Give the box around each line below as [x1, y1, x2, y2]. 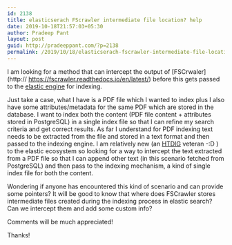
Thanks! [7, 231, 30, 239]
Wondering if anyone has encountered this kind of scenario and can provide [7, 182, 224, 190]
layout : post [7, 36, 45, 43]
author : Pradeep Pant [7, 29, 70, 37]
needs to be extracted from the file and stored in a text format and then [7, 132, 210, 140]
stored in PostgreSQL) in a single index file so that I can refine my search [7, 117, 215, 126]
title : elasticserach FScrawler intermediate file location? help [7, 17, 202, 23]
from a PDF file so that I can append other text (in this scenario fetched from [7, 154, 224, 162]
